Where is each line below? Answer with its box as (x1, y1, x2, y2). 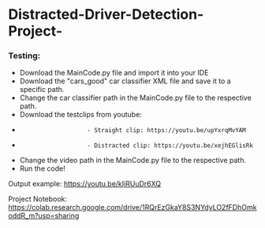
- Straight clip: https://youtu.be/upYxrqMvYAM (86, 127, 246, 134)
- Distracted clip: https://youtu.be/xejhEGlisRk (86, 142, 254, 150)
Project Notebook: (8, 194, 68, 204)
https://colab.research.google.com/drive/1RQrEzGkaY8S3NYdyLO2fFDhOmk (8, 203, 257, 212)
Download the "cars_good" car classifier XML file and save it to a (19, 76, 231, 86)
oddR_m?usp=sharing (8, 211, 80, 221)
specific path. (19, 85, 65, 94)
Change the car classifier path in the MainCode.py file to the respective (19, 93, 252, 103)
